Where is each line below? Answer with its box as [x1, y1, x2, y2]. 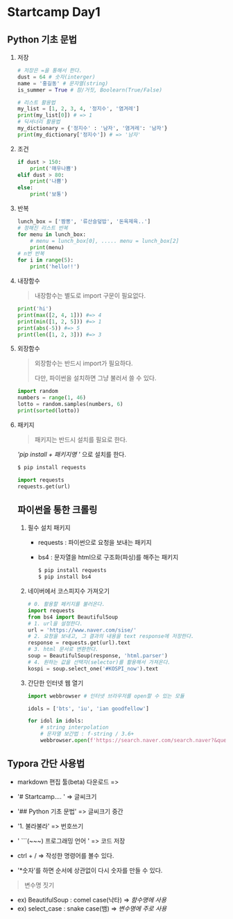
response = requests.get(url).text [27, 639, 130, 646]
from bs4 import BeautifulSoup [27, 614, 119, 621]
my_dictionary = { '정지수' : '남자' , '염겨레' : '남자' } [17, 125, 168, 132]
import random [17, 388, 58, 395]
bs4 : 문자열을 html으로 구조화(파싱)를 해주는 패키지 [37, 553, 179, 562]
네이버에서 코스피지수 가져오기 [27, 587, 110, 596]
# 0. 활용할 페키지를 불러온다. [27, 601, 105, 608]
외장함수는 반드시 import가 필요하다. [34, 359, 133, 368]
